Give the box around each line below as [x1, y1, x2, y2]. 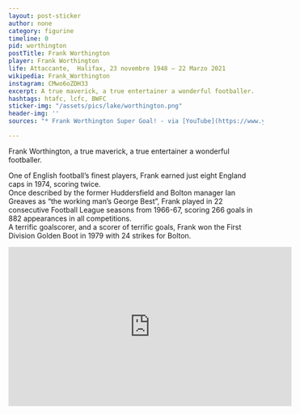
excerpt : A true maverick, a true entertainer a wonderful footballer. [8, 87, 255, 95]
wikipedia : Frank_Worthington [8, 72, 111, 80]
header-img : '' [8, 110, 60, 118]
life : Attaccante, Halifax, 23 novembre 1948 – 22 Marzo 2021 [8, 65, 226, 73]
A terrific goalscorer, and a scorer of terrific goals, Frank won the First [8, 222, 242, 231]
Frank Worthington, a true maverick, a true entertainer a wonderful [8, 146, 230, 156]
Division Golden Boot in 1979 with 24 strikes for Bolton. [8, 230, 192, 240]
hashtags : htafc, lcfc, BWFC [8, 95, 107, 103]
